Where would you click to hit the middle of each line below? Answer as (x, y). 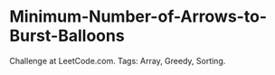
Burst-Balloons (67, 36)
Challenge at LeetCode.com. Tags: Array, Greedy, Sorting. (118, 61)
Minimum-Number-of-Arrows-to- (138, 17)
